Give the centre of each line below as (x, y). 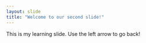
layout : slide (24, 11)
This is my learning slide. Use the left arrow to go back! (73, 34)
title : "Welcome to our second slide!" (55, 17)
